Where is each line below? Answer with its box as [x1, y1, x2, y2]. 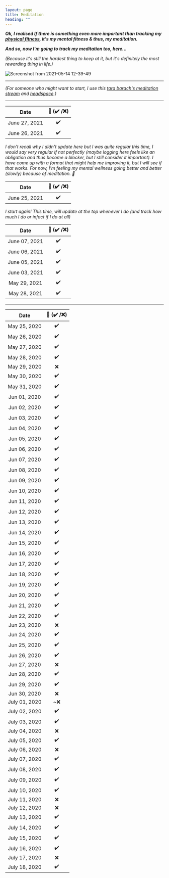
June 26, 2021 [8, 129, 44, 136]
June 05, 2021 [8, 258, 44, 265]
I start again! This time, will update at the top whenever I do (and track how [5, 208, 162, 215]
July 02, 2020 [8, 708, 42, 715]
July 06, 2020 [8, 746, 42, 753]
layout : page [5, 7, 33, 13]
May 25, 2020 [8, 322, 42, 330]
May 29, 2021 [8, 279, 43, 286]
